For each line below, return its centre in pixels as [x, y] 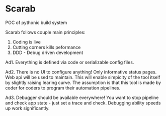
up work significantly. [27, 108]
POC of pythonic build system [36, 22]
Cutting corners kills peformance [47, 47]
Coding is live [27, 42]
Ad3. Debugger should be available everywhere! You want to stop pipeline [82, 97]
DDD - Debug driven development [48, 52]
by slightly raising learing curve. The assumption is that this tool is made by [83, 82]
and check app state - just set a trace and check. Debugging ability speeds [83, 102]
